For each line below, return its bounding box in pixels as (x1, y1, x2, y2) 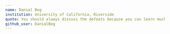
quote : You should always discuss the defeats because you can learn (5, 16, 155, 21)
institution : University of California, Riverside (5, 12, 114, 17)
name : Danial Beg (5, 7, 42, 12)
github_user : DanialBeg (5, 21, 56, 26)
